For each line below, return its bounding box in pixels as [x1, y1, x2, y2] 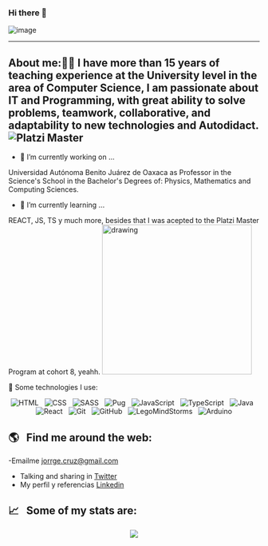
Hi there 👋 [8, 7, 48, 18]
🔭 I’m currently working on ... [19, 152, 115, 162]
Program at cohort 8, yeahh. [8, 367, 101, 377]
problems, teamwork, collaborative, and [8, 106, 211, 119]
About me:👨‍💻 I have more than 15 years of [8, 56, 220, 70]
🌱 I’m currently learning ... [19, 200, 105, 210]
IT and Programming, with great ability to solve [8, 94, 246, 107]
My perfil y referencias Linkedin [19, 480, 124, 489]
